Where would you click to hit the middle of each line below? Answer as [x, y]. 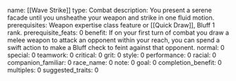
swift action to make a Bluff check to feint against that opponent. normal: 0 [116, 48]
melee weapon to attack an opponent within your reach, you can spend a [114, 40]
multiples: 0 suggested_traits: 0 [53, 70]
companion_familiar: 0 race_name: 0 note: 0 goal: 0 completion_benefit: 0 [115, 62]
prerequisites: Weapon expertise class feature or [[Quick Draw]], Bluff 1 [111, 25]
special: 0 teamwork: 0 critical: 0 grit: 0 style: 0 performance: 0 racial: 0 [112, 55]
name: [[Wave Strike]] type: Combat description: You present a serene [110, 10]
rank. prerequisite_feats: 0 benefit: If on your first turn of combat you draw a [118, 32]
